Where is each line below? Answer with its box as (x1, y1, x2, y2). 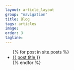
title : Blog (5, 16, 30, 21)
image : (5, 26, 19, 31)
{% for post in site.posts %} (12, 48, 70, 55)
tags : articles (5, 21, 37, 26)
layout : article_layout (5, 7, 55, 12)
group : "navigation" (5, 12, 48, 17)
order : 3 (5, 30, 23, 35)
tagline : (5, 35, 23, 40)
